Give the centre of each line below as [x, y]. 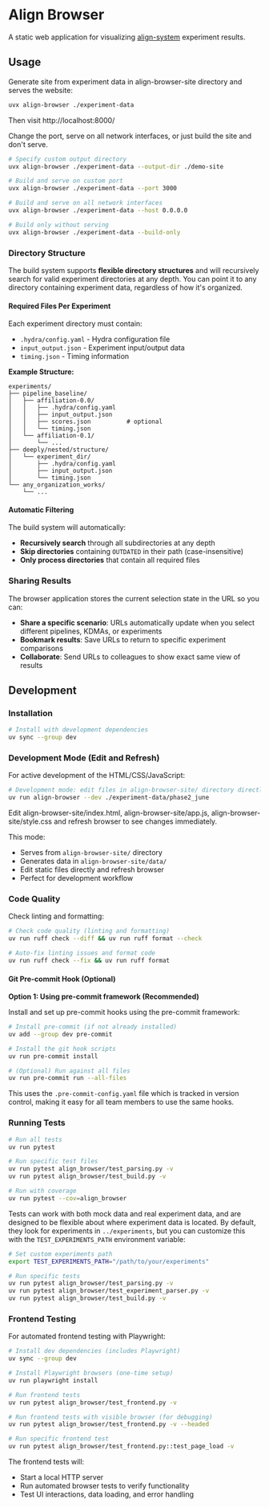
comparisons [42, 648]
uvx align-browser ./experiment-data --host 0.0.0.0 [98, 210]
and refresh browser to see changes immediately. [135, 821]
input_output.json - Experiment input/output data [102, 348]
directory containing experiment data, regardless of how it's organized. [125, 287]
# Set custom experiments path [60, 1254]
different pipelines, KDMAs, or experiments [91, 631]
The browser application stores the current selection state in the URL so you [134, 598]
